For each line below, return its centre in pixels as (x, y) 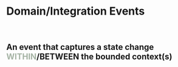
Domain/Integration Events (76, 11)
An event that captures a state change (80, 47)
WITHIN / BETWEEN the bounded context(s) (89, 57)
